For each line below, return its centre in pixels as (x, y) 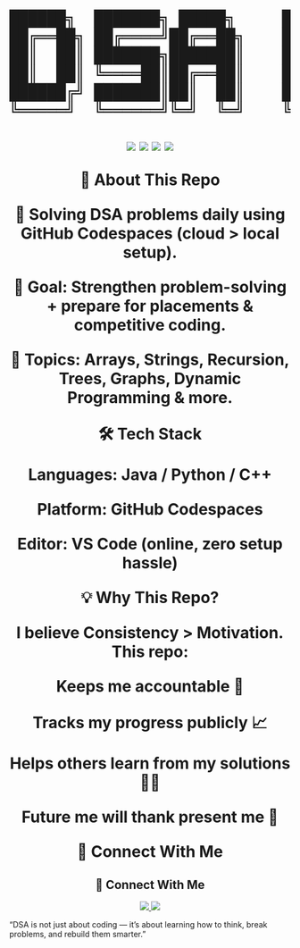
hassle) (150, 563)
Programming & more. (150, 398)
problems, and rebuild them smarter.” (78, 934)
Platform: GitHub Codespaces (150, 510)
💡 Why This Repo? (150, 598)
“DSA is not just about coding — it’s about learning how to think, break (138, 924)
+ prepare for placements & (150, 306)
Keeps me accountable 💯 (150, 687)
